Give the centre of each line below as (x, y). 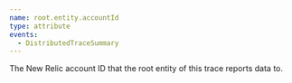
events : (24, 34)
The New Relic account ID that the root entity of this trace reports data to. (146, 69)
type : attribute (40, 26)
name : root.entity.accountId (64, 18)
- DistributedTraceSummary (68, 43)
